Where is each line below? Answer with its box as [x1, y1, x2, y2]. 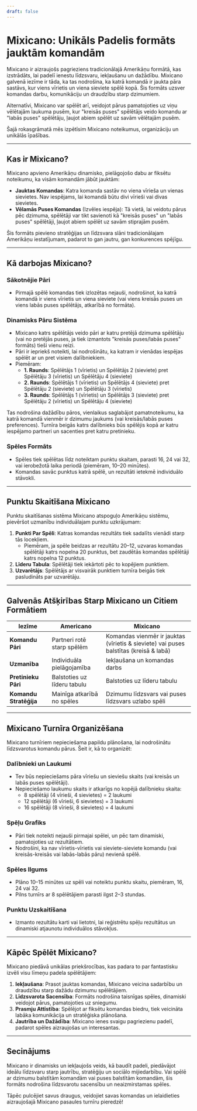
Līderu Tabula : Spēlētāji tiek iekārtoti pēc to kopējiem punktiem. [15, 561, 170, 568]
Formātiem [6, 605, 47, 615]
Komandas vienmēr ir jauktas [105, 632, 186, 641]
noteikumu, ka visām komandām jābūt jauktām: [6, 176, 120, 183]
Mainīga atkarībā [51, 690, 98, 698]
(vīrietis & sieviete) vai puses [105, 639, 185, 648]
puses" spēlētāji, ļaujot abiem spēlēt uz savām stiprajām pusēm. [15, 218, 170, 225]
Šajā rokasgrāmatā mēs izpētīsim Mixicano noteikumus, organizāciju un [6, 125, 179, 132]
